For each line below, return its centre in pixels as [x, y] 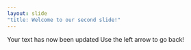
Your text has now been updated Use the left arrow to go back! [96, 39]
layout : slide [27, 13]
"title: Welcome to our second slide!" [64, 20]
